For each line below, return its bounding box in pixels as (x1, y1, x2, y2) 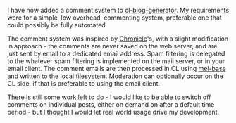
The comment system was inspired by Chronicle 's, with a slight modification (7, 34, 229, 43)
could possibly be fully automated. (7, 21, 108, 29)
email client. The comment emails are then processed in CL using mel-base (7, 65, 227, 72)
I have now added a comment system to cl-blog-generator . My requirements (7, 6, 230, 14)
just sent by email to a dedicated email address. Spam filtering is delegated (7, 49, 225, 58)
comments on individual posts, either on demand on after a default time (7, 101, 215, 108)
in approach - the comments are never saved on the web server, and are (7, 42, 218, 50)
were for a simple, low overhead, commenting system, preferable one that (7, 13, 222, 22)
